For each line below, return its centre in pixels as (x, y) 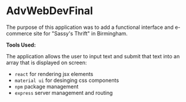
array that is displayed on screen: (46, 62)
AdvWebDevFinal (49, 11)
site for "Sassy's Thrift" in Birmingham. (80, 33)
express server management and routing (64, 93)
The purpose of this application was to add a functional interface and (90, 27)
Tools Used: (21, 45)
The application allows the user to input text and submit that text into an (93, 56)
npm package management (46, 86)
